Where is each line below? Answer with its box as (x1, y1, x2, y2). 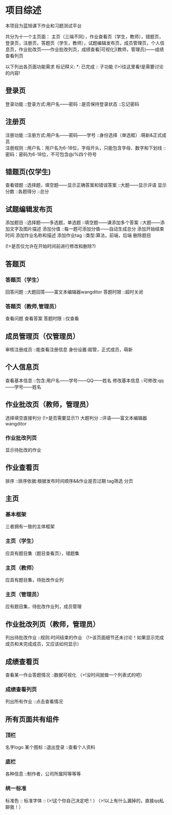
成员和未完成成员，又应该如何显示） (5, 641, 82, 647)
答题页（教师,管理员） (5, 303, 60, 310)
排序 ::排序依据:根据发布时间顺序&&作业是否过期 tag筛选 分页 (5, 478, 134, 484)
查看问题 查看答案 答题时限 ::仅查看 (5, 315, 79, 321)
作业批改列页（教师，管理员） (5, 620, 100, 629)
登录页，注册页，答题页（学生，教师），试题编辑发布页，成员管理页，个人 (5, 39, 160, 46)
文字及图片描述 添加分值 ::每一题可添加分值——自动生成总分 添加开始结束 (9, 226, 164, 232)
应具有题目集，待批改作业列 (5, 577, 64, 583)
